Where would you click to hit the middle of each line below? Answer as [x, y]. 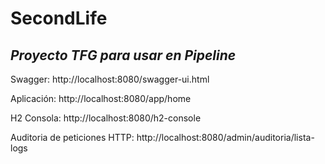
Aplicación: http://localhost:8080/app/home [101, 98]
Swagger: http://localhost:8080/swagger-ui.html [110, 79]
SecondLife [59, 18]
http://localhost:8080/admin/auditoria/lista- [225, 137]
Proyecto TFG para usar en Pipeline [123, 55]
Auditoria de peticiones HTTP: [72, 137]
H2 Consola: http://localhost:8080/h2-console [106, 118]
